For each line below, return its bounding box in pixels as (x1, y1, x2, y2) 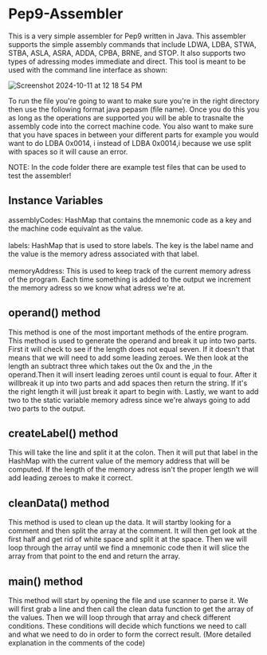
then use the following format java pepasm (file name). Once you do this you (8, 105, 260, 114)
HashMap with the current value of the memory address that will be (8, 456, 230, 466)
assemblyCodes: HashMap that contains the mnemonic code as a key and (8, 215, 252, 224)
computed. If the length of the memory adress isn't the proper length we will (8, 464, 259, 475)
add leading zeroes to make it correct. (8, 473, 133, 483)
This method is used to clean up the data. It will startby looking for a (8, 518, 231, 527)
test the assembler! (8, 171, 72, 180)
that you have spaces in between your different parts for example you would (8, 129, 259, 140)
